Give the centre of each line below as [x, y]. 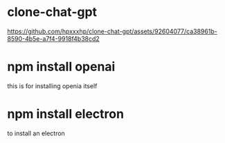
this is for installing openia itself [52, 86]
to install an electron [36, 133]
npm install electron [66, 114]
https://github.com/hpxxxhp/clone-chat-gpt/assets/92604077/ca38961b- [112, 31]
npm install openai [61, 67]
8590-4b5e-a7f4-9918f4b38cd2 [54, 38]
